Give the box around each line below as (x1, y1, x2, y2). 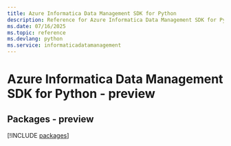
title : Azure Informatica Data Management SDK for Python (7, 10, 177, 17)
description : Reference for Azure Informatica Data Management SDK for (7, 16, 217, 23)
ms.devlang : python (7, 36, 63, 42)
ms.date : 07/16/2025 (7, 23, 67, 29)
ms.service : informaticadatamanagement (7, 42, 122, 49)
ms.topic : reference (7, 29, 67, 36)
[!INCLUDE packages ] (7, 132, 69, 139)
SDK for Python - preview (7, 86, 156, 101)
